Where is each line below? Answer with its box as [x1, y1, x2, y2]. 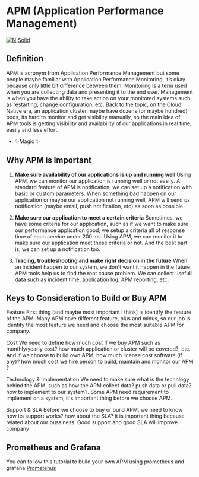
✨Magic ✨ [14, 138, 40, 145]
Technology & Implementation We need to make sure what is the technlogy [6, 376, 189, 383]
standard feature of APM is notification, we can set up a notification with [14, 183, 192, 190]
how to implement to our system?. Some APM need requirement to [6, 389, 169, 396]
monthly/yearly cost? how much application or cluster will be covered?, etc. [6, 345, 191, 352]
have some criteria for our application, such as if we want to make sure [14, 220, 189, 227]
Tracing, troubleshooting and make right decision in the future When [14, 257, 188, 264]
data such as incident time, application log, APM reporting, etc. [14, 276, 169, 283]
